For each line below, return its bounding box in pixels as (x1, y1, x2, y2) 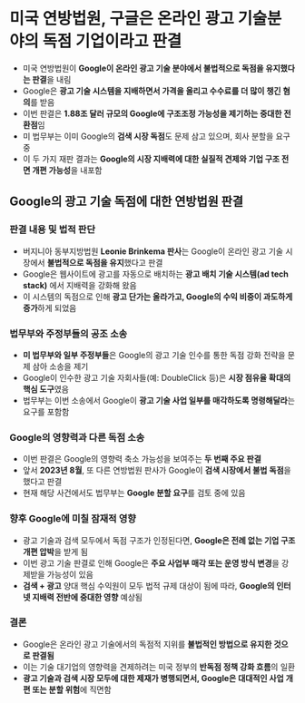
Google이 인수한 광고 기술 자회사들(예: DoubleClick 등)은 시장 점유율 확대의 (22, 372, 291, 383)
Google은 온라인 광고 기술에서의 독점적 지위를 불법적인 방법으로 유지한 (22, 639, 272, 649)
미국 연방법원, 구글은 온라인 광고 (9, 8, 234, 29)
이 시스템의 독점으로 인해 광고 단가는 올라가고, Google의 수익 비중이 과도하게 (22, 291, 293, 302)
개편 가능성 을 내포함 (31, 164, 103, 175)
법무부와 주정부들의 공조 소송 (9, 327, 128, 340)
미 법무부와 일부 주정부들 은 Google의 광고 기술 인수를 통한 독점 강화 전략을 (22, 349, 286, 360)
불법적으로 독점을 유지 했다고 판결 (46, 257, 163, 268)
